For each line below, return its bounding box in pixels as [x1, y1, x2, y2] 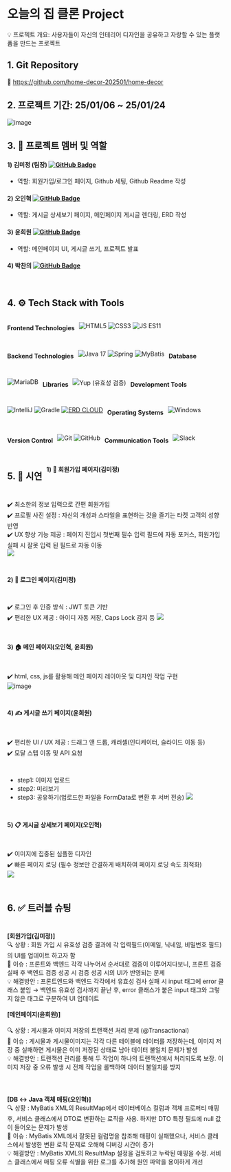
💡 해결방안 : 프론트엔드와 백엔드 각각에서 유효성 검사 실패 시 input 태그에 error [7, 977, 217, 986]
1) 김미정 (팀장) [7, 160, 48, 169]
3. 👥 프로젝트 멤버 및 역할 [7, 139, 108, 152]
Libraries [42, 380, 69, 388]
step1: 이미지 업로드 [16, 776, 71, 785]
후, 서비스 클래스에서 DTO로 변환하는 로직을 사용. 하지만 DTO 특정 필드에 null [7, 1115, 214, 1123]
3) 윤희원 [7, 228, 32, 236]
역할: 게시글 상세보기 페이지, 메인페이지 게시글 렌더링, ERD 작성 [16, 211, 187, 219]
